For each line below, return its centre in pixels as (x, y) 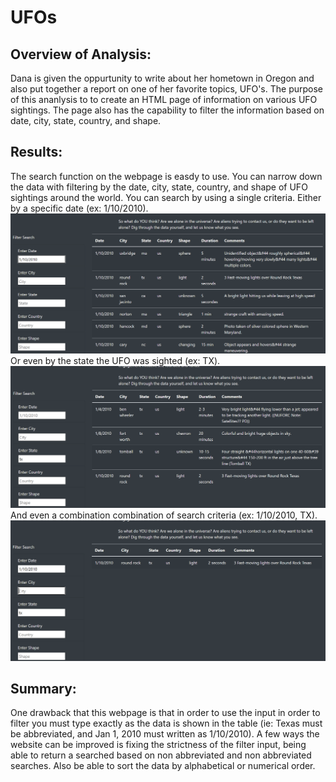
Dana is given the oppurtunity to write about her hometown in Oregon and (162, 78)
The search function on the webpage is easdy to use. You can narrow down (166, 176)
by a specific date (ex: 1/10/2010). (79, 208)
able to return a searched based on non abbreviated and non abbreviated (161, 755)
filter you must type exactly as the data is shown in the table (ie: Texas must (166, 723)
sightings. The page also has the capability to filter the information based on (167, 110)
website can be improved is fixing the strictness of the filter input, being (158, 745)
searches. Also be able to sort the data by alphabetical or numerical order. (163, 766)
